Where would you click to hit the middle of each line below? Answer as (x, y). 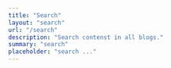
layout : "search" (37, 23)
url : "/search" (33, 30)
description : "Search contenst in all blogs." (86, 37)
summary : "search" (38, 45)
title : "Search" (35, 15)
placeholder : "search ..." (52, 52)
